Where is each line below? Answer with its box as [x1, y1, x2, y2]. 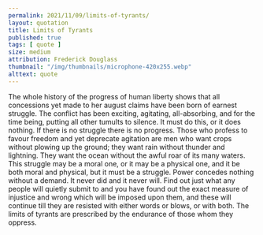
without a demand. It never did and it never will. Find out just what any [8, 175, 235, 185]
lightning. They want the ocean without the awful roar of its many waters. [8, 151, 246, 160]
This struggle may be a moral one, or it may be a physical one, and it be [8, 159, 240, 168]
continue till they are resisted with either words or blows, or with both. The [8, 200, 250, 210]
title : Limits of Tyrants [8, 26, 93, 34]
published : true [8, 33, 61, 42]
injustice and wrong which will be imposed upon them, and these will [8, 192, 232, 202]
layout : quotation [8, 19, 69, 27]
